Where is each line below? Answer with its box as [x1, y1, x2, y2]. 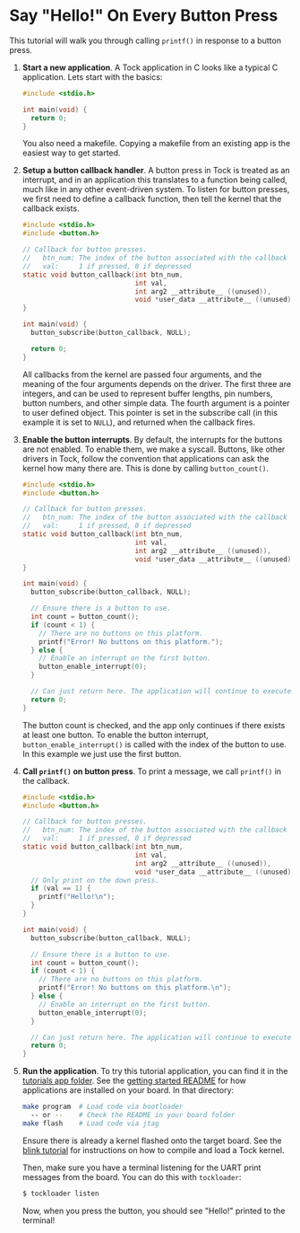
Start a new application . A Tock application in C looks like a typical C [21, 62, 279, 73]
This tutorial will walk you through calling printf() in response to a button [9, 35, 282, 46]
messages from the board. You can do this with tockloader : [21, 1171, 242, 1182]
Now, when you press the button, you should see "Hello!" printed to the [21, 1205, 286, 1216]
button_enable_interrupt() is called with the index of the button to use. [21, 738, 287, 750]
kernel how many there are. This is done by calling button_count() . [21, 462, 270, 473]
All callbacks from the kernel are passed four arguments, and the [21, 369, 262, 380]
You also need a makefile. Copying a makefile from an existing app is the [21, 138, 291, 149]
